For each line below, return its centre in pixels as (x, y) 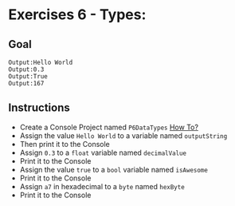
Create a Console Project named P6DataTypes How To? (109, 127)
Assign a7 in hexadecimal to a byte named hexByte (102, 186)
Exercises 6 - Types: (77, 15)
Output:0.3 (26, 69)
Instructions (39, 108)
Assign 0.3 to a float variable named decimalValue (103, 153)
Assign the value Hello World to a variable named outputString (123, 135)
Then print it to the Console (65, 144)
